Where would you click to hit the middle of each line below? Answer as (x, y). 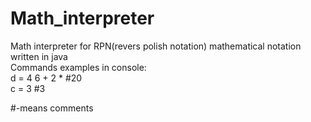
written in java (39, 56)
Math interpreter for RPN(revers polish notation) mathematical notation (156, 46)
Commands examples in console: (78, 67)
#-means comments (52, 108)
